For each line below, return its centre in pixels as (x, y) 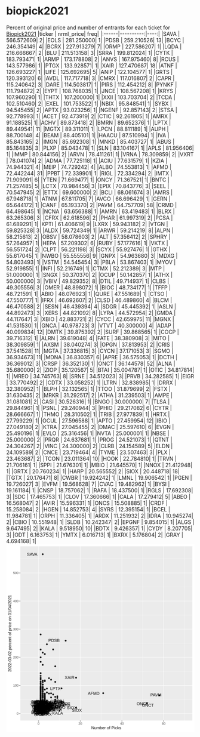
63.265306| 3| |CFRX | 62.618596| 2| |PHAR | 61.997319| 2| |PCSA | (90, 218)
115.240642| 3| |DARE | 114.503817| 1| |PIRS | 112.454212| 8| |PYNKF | (92, 84)
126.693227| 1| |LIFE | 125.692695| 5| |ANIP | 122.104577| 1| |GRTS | (90, 72)
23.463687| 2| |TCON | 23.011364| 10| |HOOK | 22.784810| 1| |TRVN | (92, 458)
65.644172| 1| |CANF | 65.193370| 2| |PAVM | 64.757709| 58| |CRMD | (92, 205)
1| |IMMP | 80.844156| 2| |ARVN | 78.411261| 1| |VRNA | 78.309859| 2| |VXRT (100, 154)
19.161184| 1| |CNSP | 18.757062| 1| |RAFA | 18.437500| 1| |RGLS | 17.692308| (100, 490)
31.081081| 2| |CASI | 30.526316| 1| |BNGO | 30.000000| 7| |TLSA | (88, 402)
